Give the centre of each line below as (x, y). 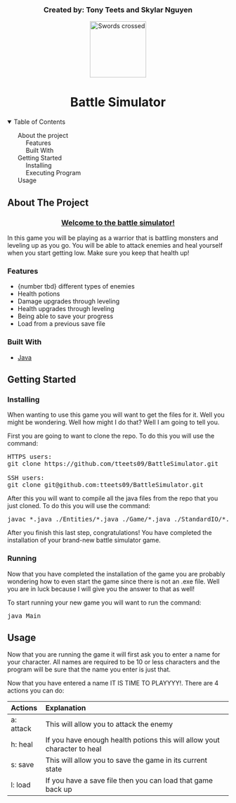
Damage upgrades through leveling (68, 301)
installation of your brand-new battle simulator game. (84, 540)
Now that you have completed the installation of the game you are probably (116, 574)
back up (59, 790)
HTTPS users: (30, 457)
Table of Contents (39, 122)
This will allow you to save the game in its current (126, 760)
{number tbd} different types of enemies (76, 286)
